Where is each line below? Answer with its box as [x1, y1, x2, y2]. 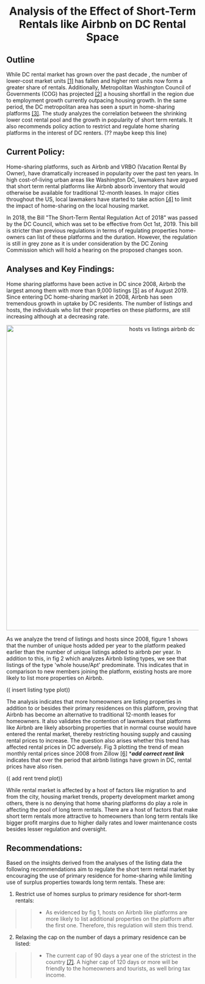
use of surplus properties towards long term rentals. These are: [6, 878, 166, 886]
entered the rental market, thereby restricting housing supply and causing [6, 730, 192, 737]
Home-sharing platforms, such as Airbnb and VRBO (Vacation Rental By [6, 163, 187, 170]
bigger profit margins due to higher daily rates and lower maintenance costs [6, 818, 197, 826]
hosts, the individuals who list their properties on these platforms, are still [6, 306, 190, 313]
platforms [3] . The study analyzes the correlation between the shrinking [6, 110, 187, 117]
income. [45, 971, 66, 979]
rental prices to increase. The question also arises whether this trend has [6, 737, 190, 744]
